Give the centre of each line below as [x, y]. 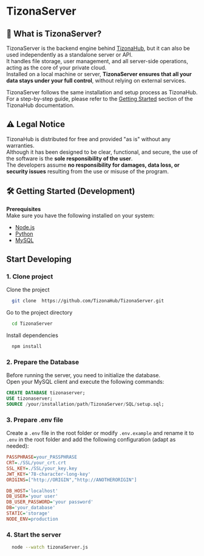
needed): [18, 446]
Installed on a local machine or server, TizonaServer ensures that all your [99, 74]
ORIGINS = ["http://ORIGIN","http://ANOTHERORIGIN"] [72, 480]
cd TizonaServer [32, 324]
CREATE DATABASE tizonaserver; [46, 393]
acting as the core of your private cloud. [56, 68]
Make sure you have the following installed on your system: [80, 215]
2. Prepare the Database [43, 362]
